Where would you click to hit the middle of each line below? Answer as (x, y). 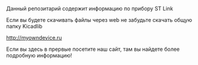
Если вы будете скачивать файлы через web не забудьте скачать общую (99, 20)
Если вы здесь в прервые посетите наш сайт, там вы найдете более (93, 49)
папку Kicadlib (24, 26)
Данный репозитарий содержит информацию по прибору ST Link (90, 9)
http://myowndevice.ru (34, 38)
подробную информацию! (39, 55)
